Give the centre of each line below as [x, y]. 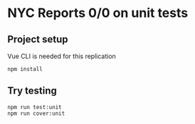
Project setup [38, 39]
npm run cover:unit [36, 113]
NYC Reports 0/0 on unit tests [98, 13]
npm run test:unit [35, 107]
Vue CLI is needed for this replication [62, 56]
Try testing [32, 91]
